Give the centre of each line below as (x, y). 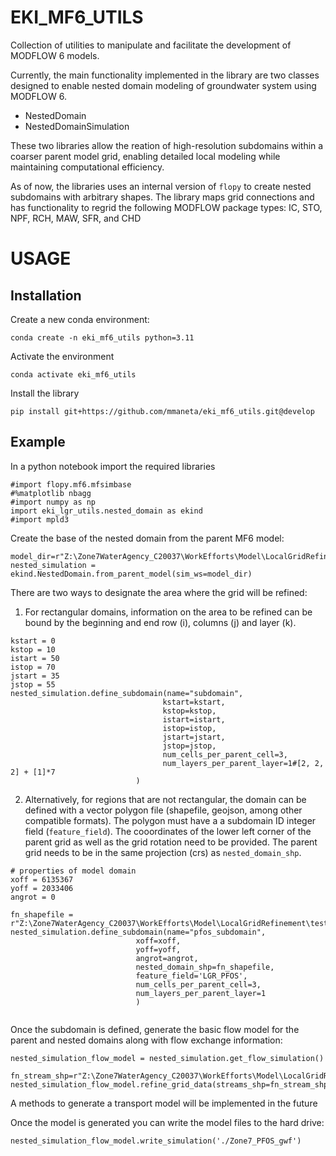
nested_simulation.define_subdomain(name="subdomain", (127, 693)
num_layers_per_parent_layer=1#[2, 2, (243, 763)
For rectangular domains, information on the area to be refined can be (168, 612)
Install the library (45, 393)
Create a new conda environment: (80, 319)
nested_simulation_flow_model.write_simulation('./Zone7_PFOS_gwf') (156, 1141)
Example (38, 442)
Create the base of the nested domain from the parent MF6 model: (147, 538)
